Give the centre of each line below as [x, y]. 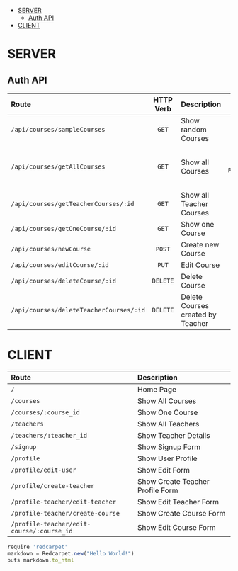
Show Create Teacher [174, 481]
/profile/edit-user [44, 470]
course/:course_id [42, 531]
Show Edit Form [163, 470]
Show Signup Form [169, 447]
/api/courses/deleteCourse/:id [64, 281]
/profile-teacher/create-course [66, 513]
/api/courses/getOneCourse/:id [64, 228]
